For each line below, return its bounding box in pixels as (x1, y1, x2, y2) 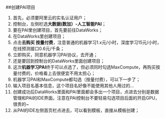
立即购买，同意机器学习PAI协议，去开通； (12, 52, 98, 58)
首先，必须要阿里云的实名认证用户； (12, 15, 87, 21)
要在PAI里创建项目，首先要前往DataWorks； (12, 27, 103, 33)
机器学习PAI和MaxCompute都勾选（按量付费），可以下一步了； (12, 77, 141, 82)
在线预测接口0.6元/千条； (12, 46, 65, 51)
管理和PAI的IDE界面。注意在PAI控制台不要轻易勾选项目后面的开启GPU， (12, 95, 160, 101)
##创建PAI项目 (5, 4, 36, 10)
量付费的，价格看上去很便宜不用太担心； (12, 71, 96, 76)
